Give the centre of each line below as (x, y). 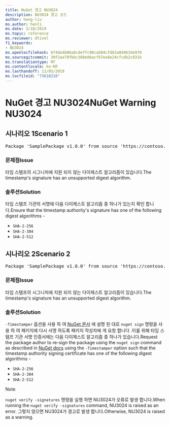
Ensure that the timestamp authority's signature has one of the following (86, 210)
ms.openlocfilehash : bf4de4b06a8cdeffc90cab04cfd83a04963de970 (74, 52)
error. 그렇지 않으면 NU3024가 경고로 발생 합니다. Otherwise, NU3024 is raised (85, 411)
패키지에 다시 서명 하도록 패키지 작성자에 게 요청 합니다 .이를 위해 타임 (90, 330)
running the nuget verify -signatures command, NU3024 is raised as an (82, 405)
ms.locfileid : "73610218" (32, 76)
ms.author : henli (24, 24)
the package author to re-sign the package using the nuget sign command (83, 342)
